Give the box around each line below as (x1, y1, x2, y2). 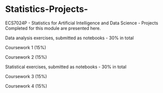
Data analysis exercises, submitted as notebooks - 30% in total (5, 35, 134, 41)
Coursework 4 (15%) (5, 83, 48, 89)
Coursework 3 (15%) (5, 73, 47, 79)
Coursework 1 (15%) (5, 44, 46, 50)
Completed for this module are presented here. (5, 25, 101, 31)
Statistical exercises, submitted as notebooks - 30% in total (5, 64, 127, 70)
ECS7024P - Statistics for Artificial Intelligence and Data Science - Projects (5, 20, 159, 26)
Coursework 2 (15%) (5, 54, 47, 60)
